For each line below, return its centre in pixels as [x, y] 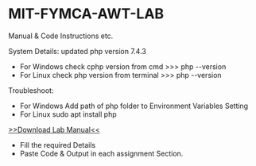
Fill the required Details [58, 145]
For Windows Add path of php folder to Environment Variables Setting [134, 106]
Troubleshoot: [31, 90]
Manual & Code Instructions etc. [61, 36]
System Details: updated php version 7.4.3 [78, 51]
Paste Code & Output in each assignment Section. [101, 153]
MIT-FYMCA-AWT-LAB [86, 14]
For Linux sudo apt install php [68, 114]
